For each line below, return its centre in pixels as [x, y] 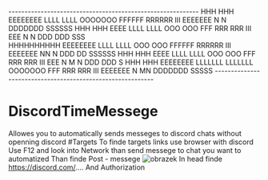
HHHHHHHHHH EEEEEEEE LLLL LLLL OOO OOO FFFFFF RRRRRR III [120, 45]
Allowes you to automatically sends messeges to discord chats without [125, 133]
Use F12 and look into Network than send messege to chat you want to [125, 150]
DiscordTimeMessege [83, 112]
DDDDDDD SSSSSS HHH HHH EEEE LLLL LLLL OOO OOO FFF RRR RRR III [130, 28]
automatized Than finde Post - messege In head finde [115, 158]
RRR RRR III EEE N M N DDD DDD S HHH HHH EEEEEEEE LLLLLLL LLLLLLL [131, 62]
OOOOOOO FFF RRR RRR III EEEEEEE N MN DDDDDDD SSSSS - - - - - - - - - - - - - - [134, 70]
